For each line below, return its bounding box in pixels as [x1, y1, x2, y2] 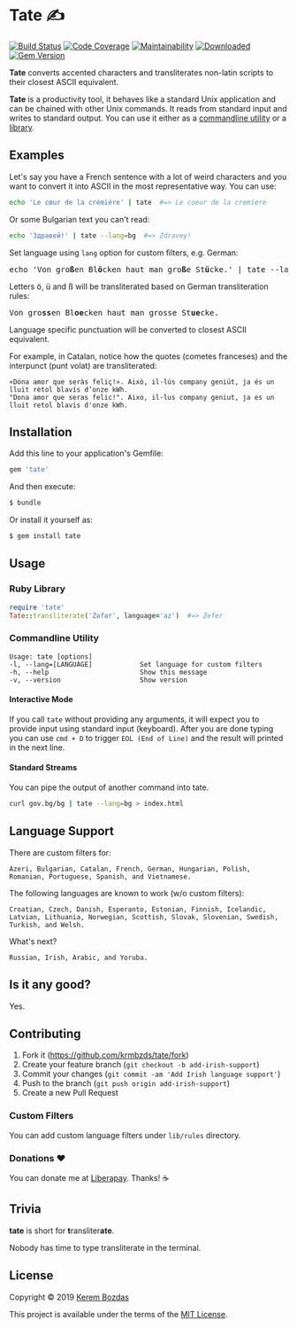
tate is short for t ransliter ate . [9, 1225, 115, 1236]
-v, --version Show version [9, 676, 188, 684]
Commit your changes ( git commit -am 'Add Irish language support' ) [21, 1068, 281, 1080]
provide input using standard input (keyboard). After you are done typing [9, 723, 274, 734]
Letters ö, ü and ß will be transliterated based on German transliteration [9, 281, 270, 292]
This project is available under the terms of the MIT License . [9, 1308, 228, 1319]
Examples [9, 148, 65, 163]
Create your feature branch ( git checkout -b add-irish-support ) [21, 1059, 260, 1070]
